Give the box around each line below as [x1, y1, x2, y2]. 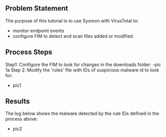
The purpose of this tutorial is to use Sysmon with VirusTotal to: [5, 17, 139, 24]
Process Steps [5, 48, 53, 57]
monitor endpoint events [12, 28, 65, 34]
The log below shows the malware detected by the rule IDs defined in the [5, 110, 159, 117]
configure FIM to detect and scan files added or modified [12, 33, 133, 39]
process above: [5, 116, 38, 122]
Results [5, 97, 30, 106]
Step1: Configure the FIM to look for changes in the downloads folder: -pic [5, 61, 161, 67]
